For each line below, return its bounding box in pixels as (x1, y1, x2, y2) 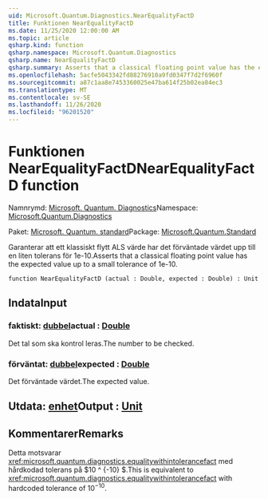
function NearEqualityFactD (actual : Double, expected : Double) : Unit (8, 275, 259, 283)
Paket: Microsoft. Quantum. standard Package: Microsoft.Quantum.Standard (8, 227, 257, 236)
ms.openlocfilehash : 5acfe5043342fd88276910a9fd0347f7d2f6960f (8, 71, 223, 79)
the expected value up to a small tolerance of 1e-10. (8, 259, 178, 268)
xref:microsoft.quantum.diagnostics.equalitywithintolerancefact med (8, 457, 234, 466)
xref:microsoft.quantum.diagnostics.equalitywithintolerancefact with (8, 473, 233, 483)
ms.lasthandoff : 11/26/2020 (8, 101, 102, 109)
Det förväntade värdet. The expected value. (8, 376, 150, 386)
